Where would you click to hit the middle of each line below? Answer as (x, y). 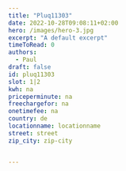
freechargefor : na (38, 104)
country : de (28, 119)
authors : (23, 52)
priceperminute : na (40, 97)
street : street (33, 133)
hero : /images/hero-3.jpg (51, 30)
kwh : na (21, 89)
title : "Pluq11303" (40, 15)
